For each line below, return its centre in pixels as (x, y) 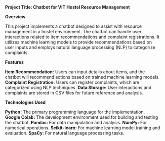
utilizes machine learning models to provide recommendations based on (79, 42)
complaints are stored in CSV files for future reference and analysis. (74, 93)
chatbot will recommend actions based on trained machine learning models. (82, 77)
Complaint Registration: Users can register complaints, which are (72, 82)
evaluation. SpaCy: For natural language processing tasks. (65, 133)
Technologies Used (25, 102)
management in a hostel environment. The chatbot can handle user (73, 31)
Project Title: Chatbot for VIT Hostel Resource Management (67, 7)
